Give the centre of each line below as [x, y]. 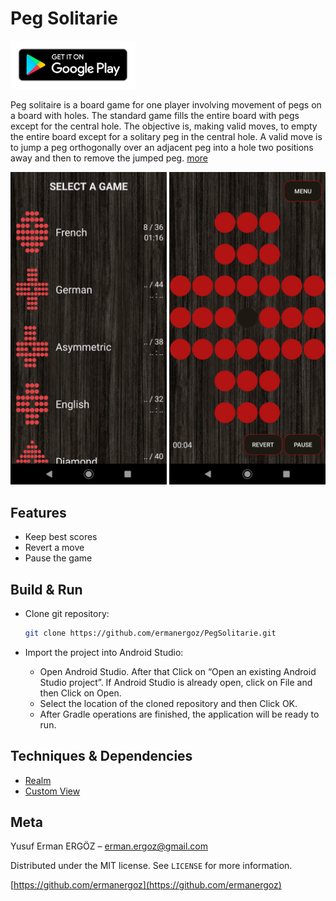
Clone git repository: [67, 613]
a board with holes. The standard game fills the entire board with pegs [155, 116]
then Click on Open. [80, 693]
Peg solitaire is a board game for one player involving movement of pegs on [166, 105]
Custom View [52, 791]
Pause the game [58, 558]
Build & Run [46, 589]
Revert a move [54, 548]
